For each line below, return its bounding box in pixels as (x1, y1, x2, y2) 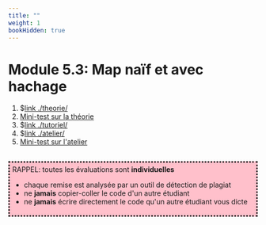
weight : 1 (8, 19, 41, 27)
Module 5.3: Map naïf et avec (8, 60, 204, 78)
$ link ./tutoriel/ (19, 120, 68, 130)
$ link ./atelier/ (19, 128, 65, 139)
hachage (8, 77, 67, 95)
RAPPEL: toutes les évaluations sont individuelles (12, 165, 175, 174)
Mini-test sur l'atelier (19, 137, 88, 147)
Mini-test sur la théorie (19, 112, 94, 121)
